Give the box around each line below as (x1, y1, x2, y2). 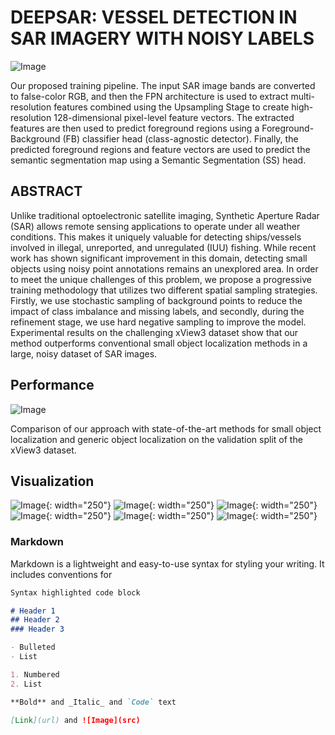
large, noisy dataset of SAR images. (10, 347, 158, 360)
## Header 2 (10, 615, 60, 625)
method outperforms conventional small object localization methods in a (10, 337, 308, 349)
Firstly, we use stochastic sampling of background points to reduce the (10, 294, 303, 306)
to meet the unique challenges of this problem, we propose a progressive (10, 273, 312, 285)
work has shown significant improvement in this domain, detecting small (10, 252, 308, 264)
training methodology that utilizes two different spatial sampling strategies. (10, 284, 318, 296)
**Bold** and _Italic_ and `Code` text (10, 697, 177, 707)
